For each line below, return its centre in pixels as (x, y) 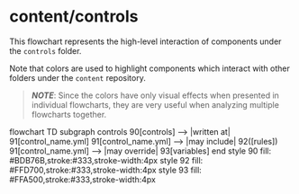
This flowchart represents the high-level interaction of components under (145, 41)
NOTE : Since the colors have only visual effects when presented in (155, 95)
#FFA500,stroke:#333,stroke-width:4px (82, 179)
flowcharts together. (69, 114)
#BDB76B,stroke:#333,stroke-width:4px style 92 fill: (106, 160)
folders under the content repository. (77, 77)
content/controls (74, 17)
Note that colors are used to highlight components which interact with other (149, 68)
